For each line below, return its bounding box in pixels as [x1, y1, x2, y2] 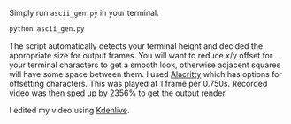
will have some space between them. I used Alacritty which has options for [9, 68, 283, 79]
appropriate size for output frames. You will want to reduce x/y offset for [9, 50, 273, 60]
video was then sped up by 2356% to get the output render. [9, 88, 227, 98]
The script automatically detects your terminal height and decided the [9, 40, 264, 51]
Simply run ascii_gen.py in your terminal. [9, 8, 159, 18]
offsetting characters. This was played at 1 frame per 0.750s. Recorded [9, 78, 268, 89]
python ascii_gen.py [9, 25, 86, 34]
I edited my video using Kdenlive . [9, 105, 130, 115]
